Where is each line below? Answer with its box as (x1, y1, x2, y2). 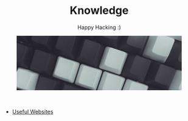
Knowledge (69, 4, 129, 18)
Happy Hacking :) (77, 24, 122, 31)
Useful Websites (12, 108, 54, 115)
